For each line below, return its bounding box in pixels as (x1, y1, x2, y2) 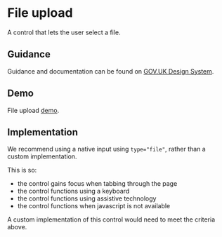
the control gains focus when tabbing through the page (17, 180, 178, 188)
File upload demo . (7, 106, 60, 114)
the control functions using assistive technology (17, 194, 157, 203)
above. (7, 223, 27, 231)
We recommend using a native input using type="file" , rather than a (7, 145, 206, 154)
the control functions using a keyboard (17, 187, 130, 196)
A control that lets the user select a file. (7, 28, 121, 36)
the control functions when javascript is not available (17, 202, 171, 210)
